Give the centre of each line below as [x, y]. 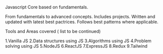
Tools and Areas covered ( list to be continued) [53, 31]
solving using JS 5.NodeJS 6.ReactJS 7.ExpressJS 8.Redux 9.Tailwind [76, 46]
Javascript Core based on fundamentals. [47, 7]
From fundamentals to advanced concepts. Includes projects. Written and [80, 16]
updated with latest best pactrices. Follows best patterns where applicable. [82, 22]
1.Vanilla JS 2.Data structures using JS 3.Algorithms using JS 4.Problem [79, 41]
